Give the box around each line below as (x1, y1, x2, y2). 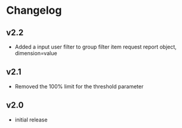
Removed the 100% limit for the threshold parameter (14, 83, 144, 90)
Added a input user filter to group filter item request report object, (14, 43, 177, 50)
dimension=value (14, 50, 58, 57)
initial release (14, 116, 48, 123)
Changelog (6, 4, 62, 17)
